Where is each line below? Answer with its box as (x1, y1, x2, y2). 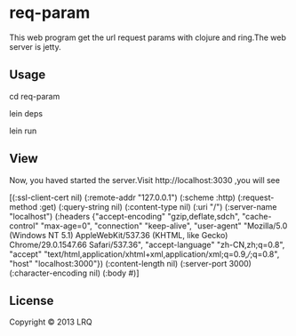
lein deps (9, 108, 43, 118)
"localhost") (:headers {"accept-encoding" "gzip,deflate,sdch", (9, 211, 240, 221)
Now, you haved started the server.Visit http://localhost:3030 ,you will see (9, 174, 280, 185)
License (9, 292, 54, 308)
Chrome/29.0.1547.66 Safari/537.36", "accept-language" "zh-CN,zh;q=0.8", (9, 239, 285, 250)
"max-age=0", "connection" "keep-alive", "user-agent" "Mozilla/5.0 (40, 220, 288, 231)
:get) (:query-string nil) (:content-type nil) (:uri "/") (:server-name (39, 201, 277, 212)
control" (9, 220, 39, 231)
